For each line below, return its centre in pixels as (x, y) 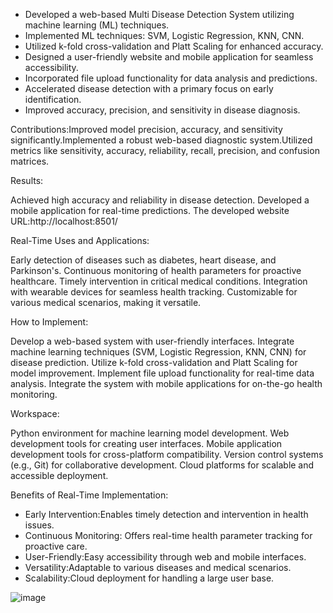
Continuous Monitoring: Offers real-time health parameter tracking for (168, 535)
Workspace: (35, 413)
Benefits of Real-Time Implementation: (89, 495)
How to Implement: (49, 322)
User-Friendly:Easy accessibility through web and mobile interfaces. (165, 557)
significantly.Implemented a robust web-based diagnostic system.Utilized (161, 140)
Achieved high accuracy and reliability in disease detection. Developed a (160, 200)
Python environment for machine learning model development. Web (150, 433)
